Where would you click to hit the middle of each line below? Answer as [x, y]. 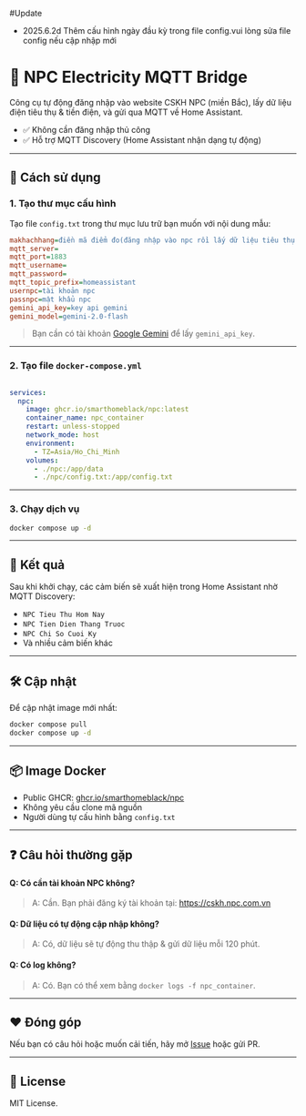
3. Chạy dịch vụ [45, 509]
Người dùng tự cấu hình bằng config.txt [99, 817]
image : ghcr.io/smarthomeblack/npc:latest [107, 410]
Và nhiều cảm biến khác [68, 643]
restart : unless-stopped [73, 427]
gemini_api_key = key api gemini [69, 308]
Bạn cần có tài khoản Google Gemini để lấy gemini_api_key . [143, 334]
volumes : [42, 460]
